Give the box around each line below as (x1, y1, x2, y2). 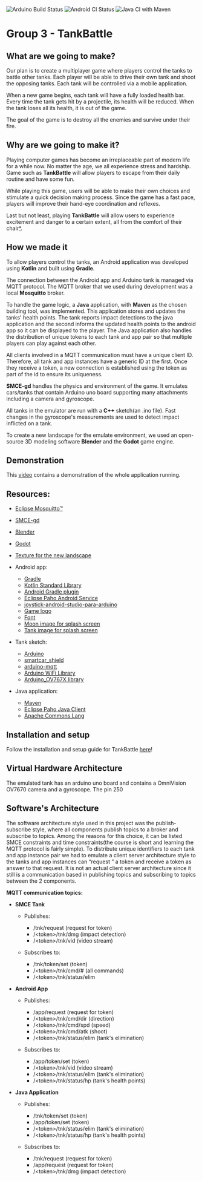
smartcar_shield (24, 656, 64, 664)
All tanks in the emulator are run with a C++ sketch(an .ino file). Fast (6, 407, 176, 414)
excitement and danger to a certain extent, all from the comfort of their (6, 218, 183, 225)
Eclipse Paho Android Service (24, 595, 99, 602)
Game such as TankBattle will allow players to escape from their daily (6, 169, 180, 176)
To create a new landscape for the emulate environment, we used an (6, 431, 177, 439)
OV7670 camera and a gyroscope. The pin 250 (6, 785, 123, 793)
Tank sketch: (15, 638, 47, 646)
